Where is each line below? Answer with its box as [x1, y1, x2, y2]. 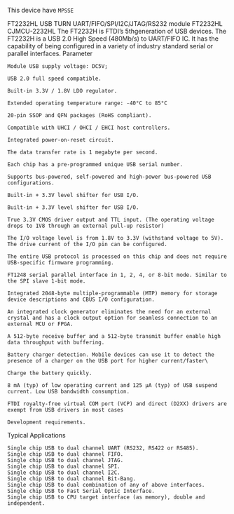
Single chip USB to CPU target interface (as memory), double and [7, 494, 205, 501]
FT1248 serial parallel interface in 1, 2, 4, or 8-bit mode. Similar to [7, 271, 228, 278]
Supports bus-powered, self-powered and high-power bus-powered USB [7, 173, 212, 180]
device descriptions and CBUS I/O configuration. [7, 296, 156, 303]
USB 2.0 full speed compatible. [7, 75, 102, 82]
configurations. [7, 180, 55, 187]
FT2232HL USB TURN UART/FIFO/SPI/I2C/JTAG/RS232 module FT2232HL [7, 20, 223, 27]
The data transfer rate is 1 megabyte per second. [7, 149, 158, 156]
